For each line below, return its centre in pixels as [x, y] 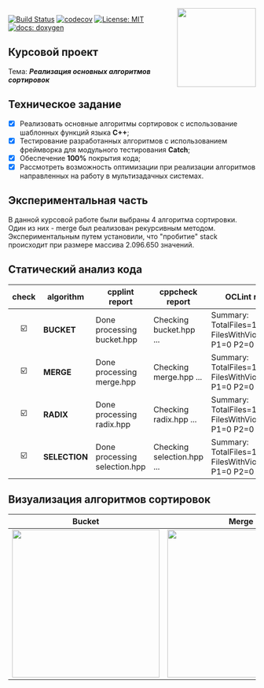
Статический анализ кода [75, 270]
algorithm [66, 296]
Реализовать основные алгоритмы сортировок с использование [128, 123]
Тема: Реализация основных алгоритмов [79, 71]
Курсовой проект [53, 52]
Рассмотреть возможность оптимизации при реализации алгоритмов [137, 167]
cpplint [121, 292]
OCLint [238, 296]
